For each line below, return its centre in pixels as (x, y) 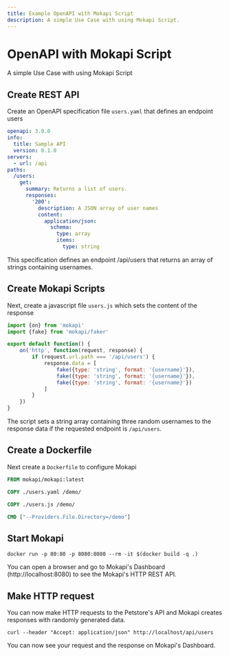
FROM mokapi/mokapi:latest (46, 480)
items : (66, 240)
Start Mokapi (35, 538)
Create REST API (43, 95)
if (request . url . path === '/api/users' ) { (94, 357)
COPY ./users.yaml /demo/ (44, 492)
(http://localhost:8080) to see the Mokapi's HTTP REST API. (92, 574)
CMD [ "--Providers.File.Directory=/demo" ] (69, 517)
